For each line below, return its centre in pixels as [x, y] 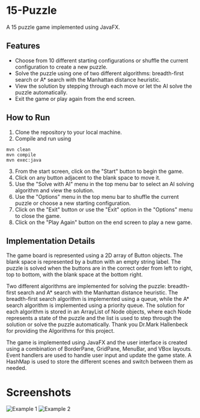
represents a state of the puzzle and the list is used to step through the [94, 318]
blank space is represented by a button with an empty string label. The [94, 262]
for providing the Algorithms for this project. [61, 331]
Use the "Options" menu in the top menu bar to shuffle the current [97, 196]
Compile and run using [43, 138]
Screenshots [39, 392]
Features [23, 46]
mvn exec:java [24, 160]
